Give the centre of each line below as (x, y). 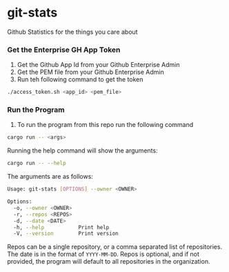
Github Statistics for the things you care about (72, 32)
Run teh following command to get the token (80, 79)
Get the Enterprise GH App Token (64, 50)
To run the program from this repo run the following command (105, 125)
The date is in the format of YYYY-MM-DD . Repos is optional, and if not (103, 254)
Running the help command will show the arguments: (82, 150)
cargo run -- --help (37, 164)
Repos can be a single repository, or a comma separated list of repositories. (115, 247)
